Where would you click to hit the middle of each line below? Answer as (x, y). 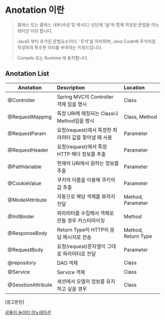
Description (71, 88)
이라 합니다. (41, 31)
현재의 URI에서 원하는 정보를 (88, 163)
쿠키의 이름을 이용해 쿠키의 (86, 180)
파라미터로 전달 (80, 254)
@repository (22, 262)
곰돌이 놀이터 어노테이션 (28, 312)
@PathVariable (25, 166)
